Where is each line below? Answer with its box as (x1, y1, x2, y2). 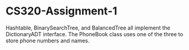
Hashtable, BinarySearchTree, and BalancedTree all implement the (5, 24, 170, 31)
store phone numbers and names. (5, 37, 90, 44)
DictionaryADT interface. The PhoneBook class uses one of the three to (5, 30, 184, 37)
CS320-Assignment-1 (5, 4, 118, 18)
